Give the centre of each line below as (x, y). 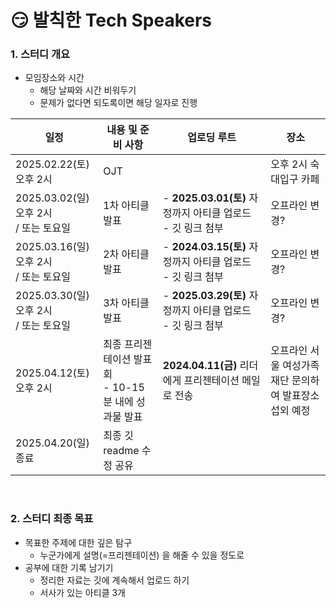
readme (121, 451)
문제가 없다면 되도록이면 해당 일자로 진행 (118, 103)
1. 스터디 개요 (40, 54)
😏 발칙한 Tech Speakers (111, 20)
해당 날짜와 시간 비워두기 (88, 90)
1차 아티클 (126, 206)
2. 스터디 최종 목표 (52, 519)
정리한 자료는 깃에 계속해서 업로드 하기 (114, 580)
